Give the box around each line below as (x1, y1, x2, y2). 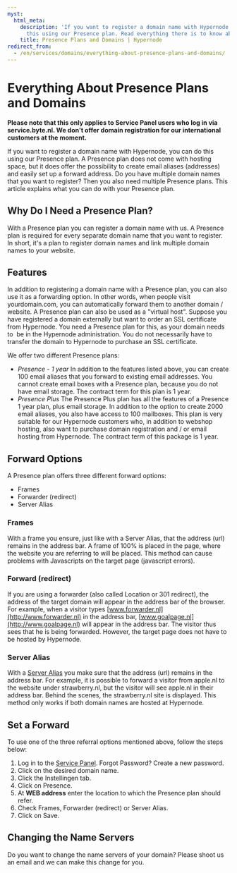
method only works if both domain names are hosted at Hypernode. (7, 699, 205, 707)
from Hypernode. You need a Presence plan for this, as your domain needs (7, 322, 225, 331)
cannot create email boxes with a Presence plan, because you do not (17, 380, 219, 389)
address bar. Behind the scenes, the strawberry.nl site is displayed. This (7, 691, 217, 700)
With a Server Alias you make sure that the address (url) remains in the (7, 669, 213, 677)
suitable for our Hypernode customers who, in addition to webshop (17, 417, 213, 426)
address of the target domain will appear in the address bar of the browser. (7, 597, 226, 606)
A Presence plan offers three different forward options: (7, 472, 167, 480)
